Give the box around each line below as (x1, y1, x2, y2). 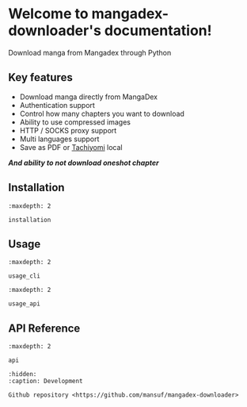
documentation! (104, 21, 212, 40)
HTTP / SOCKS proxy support (19, 125, 117, 135)
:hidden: (8, 371, 37, 378)
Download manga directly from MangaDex (19, 92, 158, 102)
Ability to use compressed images (19, 117, 131, 127)
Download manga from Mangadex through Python (8, 48, 172, 57)
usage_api (8, 300, 41, 308)
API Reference (8, 321, 81, 335)
